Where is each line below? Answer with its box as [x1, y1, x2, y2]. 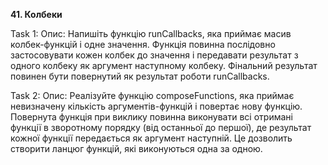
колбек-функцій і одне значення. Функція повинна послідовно [10, 39, 276, 50]
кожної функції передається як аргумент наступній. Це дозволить [10, 132, 293, 144]
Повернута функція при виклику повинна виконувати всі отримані [10, 111, 293, 123]
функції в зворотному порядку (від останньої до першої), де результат [10, 122, 312, 133]
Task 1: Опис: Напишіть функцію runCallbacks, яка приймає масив [10, 28, 292, 39]
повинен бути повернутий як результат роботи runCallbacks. [10, 70, 270, 82]
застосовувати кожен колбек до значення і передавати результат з [10, 49, 299, 61]
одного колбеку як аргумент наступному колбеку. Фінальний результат [10, 60, 318, 71]
